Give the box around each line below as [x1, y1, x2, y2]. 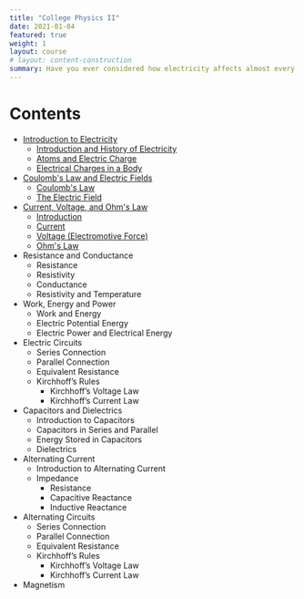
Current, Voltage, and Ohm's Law [22, 201, 148, 212]
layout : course [9, 47, 67, 57]
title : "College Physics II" [9, 13, 120, 23]
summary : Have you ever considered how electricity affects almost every [9, 65, 296, 74]
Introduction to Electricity [22, 133, 118, 144]
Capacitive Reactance [49, 491, 133, 502]
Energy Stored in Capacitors [35, 434, 143, 445]
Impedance [35, 472, 79, 483]
